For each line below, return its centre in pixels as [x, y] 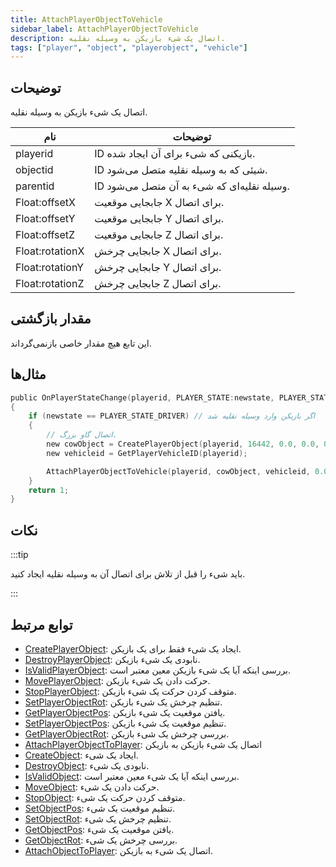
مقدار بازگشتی [51, 319]
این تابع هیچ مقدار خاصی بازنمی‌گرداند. [81, 343]
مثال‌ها [28, 374]
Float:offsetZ [45, 235]
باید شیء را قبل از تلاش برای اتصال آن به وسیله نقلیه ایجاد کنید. [128, 574]
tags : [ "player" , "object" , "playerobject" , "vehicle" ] [129, 47]
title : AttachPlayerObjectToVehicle [86, 19]
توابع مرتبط [41, 624]
